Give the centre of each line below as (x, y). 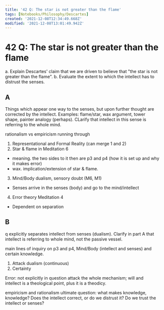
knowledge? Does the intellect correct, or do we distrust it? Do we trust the (81, 298)
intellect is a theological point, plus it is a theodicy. (56, 283)
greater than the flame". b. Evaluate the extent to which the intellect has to (80, 77)
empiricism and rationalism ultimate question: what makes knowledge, (76, 292)
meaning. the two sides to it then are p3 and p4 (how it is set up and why (86, 158)
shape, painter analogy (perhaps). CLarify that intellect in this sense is (76, 119)
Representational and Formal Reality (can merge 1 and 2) (69, 143)
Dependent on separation (38, 207)
